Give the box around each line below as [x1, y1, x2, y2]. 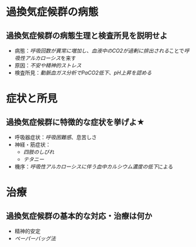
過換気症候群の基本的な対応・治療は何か [6, 211, 152, 221]
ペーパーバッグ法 [14, 235, 56, 242]
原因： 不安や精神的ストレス [14, 62, 82, 69]
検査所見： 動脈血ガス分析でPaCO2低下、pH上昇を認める [14, 69, 152, 76]
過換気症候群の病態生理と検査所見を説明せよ [6, 31, 168, 40]
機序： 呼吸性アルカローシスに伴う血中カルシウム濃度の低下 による [14, 163, 174, 170]
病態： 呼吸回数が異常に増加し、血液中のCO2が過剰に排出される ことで [14, 48, 184, 54]
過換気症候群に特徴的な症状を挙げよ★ [6, 117, 145, 127]
